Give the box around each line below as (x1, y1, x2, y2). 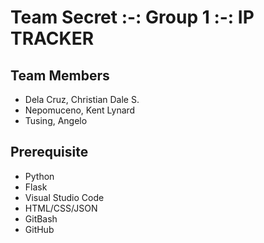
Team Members (10, 67, 110, 84)
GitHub (24, 223, 55, 235)
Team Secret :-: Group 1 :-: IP (10, 6, 255, 29)
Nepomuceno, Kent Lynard (24, 104, 136, 116)
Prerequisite (10, 144, 89, 161)
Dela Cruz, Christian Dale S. (24, 94, 140, 105)
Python (24, 170, 55, 182)
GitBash (24, 212, 58, 225)
